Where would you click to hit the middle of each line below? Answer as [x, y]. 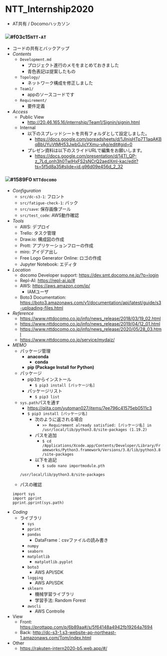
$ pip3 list [47, 397]
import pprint [27, 498]
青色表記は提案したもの [51, 71]
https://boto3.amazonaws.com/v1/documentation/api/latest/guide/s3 [90, 303]
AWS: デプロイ [35, 227]
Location [21, 270]
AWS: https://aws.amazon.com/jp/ [55, 286]
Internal [28, 128]
